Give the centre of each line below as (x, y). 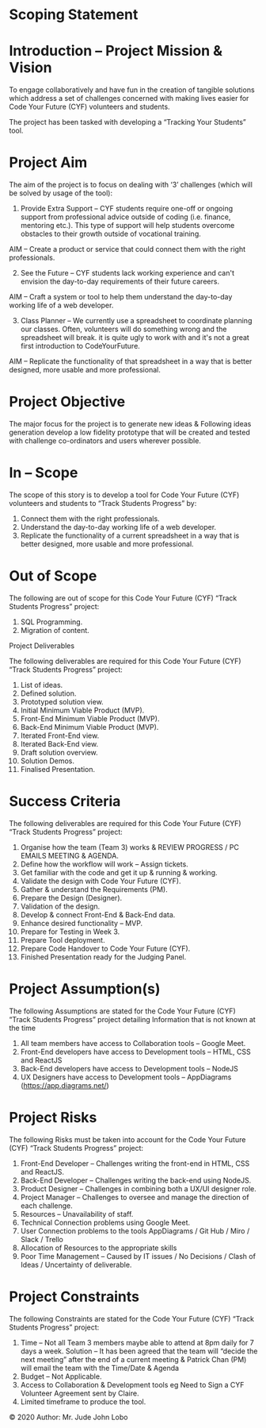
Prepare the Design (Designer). (71, 897)
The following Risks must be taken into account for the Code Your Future (127, 1139)
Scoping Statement (74, 15)
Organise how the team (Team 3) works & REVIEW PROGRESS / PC (130, 847)
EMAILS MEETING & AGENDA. (70, 855)
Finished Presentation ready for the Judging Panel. (103, 957)
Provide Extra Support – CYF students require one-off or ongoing (126, 209)
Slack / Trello (42, 1239)
